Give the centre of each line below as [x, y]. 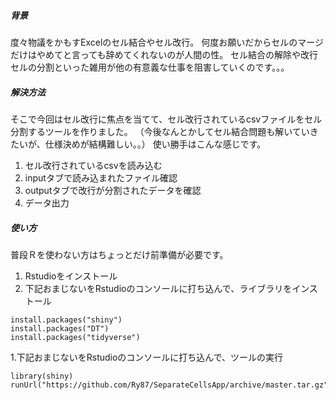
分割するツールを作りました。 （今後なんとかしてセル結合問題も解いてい [160, 131]
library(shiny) [42, 376]
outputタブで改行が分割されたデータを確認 [113, 190]
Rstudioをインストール [71, 276]
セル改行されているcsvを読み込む [93, 165]
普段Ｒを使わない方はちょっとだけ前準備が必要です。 [119, 254]
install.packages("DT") [60, 328]
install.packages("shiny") [66, 320]
